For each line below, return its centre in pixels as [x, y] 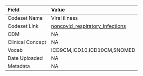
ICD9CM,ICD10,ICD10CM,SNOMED [93, 50]
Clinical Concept [27, 42]
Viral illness [65, 18]
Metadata [19, 66]
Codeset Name [25, 18]
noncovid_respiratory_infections [88, 26]
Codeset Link [23, 26]
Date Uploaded [25, 58]
